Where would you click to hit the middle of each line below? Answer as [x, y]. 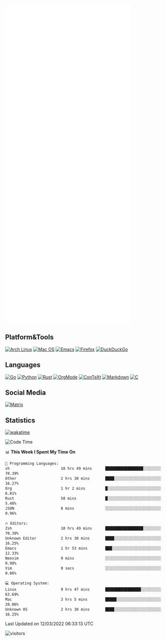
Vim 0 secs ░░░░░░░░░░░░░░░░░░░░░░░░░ [83, 568]
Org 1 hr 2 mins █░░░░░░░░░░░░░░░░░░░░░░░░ [83, 489]
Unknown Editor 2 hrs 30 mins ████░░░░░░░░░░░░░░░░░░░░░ [83, 538]
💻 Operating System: [27, 583]
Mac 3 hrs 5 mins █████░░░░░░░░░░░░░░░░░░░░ [83, 600]
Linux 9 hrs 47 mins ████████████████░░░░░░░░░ [83, 590]
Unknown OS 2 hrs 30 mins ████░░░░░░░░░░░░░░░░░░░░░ [83, 610]
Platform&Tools [29, 337]
